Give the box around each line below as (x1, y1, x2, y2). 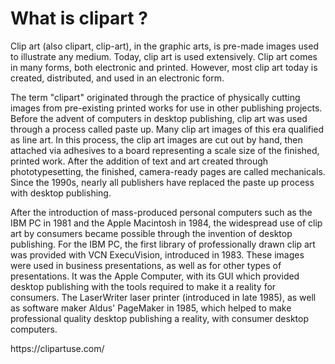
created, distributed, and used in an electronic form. (10, 72, 225, 84)
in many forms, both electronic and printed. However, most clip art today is (10, 61, 318, 73)
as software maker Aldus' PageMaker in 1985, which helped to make (10, 302, 292, 314)
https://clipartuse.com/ (10, 342, 105, 354)
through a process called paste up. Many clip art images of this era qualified (10, 123, 325, 135)
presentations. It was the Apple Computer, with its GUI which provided (10, 270, 300, 282)
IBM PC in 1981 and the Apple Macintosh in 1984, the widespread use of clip (10, 217, 323, 229)
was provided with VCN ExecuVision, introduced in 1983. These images (10, 248, 305, 261)
